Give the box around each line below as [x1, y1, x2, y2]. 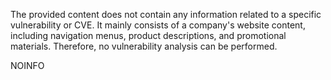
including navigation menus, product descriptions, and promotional [10, 30, 287, 41]
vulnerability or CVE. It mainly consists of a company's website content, [10, 19, 306, 31]
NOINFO [10, 60, 45, 71]
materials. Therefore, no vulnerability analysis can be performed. [10, 40, 278, 52]
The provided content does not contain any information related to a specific [10, 9, 322, 20]
